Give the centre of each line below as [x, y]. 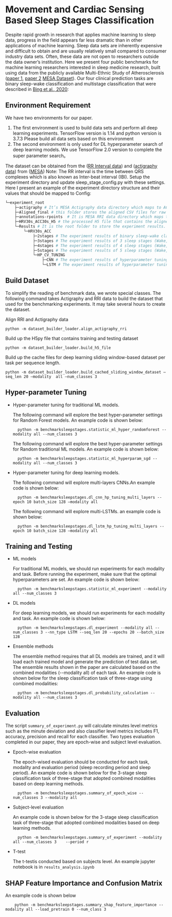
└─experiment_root [25, 202]
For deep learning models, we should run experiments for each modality [89, 613]
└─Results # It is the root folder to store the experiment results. [90, 227]
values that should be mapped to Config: [48, 193]
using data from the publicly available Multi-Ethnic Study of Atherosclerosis [85, 72]
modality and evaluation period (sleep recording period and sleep [82, 768]
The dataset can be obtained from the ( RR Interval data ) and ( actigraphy [81, 166]
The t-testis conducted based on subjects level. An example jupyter [84, 862]
